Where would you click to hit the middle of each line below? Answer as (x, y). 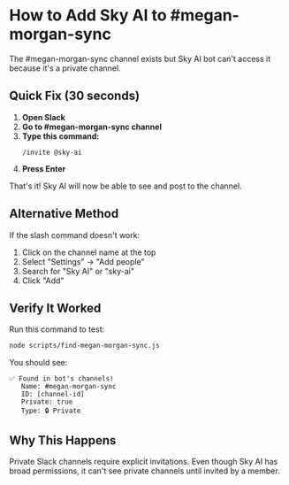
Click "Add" (43, 281)
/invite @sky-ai (52, 152)
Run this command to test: (57, 329)
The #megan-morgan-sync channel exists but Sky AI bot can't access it (140, 58)
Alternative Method (64, 214)
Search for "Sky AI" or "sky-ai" (78, 271)
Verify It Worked (55, 308)
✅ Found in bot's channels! (62, 379)
